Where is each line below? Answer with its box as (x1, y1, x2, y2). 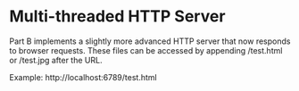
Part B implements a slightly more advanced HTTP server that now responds (9, 36, 291, 46)
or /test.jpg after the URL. (9, 54, 103, 65)
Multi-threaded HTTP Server (9, 6, 226, 27)
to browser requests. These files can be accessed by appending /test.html (9, 45, 283, 55)
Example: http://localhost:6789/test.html (9, 71, 158, 82)
